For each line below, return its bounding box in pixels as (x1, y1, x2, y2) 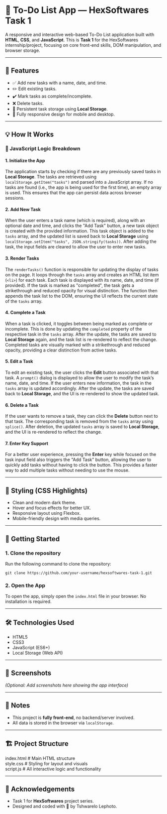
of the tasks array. (5, 298, 43, 304)
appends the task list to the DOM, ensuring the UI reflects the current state (5, 293, 158, 299)
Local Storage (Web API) (12, 650, 63, 656)
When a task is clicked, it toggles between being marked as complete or (5, 321, 153, 327)
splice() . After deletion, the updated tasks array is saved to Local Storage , (5, 424, 160, 430)
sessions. (5, 195, 25, 201)
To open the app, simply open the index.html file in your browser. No (5, 593, 147, 599)
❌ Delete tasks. (12, 100, 44, 106)
